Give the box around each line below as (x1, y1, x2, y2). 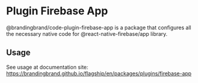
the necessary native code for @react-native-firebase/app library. (6, 30, 168, 37)
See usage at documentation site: (6, 63, 89, 70)
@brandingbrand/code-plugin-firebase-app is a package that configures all (6, 24, 191, 31)
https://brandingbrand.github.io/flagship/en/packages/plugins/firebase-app (6, 70, 192, 77)
